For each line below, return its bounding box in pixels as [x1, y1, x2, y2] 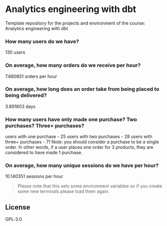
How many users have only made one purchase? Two [5, 116, 137, 123]
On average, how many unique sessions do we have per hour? [5, 162, 159, 169]
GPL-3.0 [5, 216, 22, 222]
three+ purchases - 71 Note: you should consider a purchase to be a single [5, 139, 159, 145]
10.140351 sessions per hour [5, 173, 63, 179]
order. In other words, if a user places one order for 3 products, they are [5, 144, 153, 150]
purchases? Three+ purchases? [5, 122, 84, 129]
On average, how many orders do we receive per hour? [5, 62, 141, 69]
